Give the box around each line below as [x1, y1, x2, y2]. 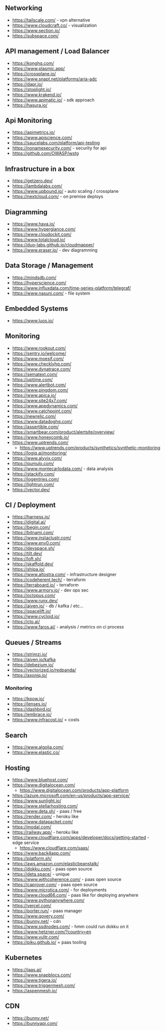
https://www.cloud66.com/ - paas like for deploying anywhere [12, 892, 139, 898]
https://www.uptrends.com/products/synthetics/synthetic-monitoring [19, 444, 161, 450]
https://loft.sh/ [12, 556, 42, 562]
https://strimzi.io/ [12, 651, 48, 658]
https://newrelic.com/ [12, 413, 56, 419]
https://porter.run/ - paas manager [12, 908, 83, 914]
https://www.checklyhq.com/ [12, 361, 71, 367]
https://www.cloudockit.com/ [12, 231, 72, 237]
